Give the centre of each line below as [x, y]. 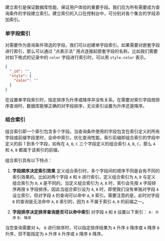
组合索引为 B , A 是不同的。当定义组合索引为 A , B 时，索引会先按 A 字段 [82, 183]
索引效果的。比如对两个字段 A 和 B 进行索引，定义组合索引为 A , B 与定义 [84, 177]
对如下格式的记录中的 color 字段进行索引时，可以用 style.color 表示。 [77, 58]
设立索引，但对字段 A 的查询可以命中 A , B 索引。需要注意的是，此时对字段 [86, 195]
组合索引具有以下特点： [29, 160]
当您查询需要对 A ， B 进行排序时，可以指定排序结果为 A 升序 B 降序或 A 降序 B [82, 227]
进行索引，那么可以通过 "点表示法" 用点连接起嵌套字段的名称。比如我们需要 [82, 51]
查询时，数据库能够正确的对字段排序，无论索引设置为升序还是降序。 [78, 106]
